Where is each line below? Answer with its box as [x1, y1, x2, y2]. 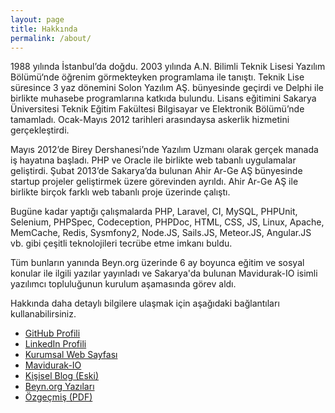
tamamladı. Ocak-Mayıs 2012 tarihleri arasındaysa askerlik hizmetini [10, 114, 290, 126]
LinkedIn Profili [24, 338, 87, 350]
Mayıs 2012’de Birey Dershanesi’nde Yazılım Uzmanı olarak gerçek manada [10, 144, 319, 156]
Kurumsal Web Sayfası [24, 349, 118, 361]
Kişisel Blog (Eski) [24, 370, 100, 382]
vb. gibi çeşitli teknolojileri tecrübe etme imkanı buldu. [10, 237, 233, 250]
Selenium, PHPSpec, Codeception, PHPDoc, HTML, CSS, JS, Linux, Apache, [10, 216, 325, 228]
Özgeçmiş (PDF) [24, 391, 93, 403]
